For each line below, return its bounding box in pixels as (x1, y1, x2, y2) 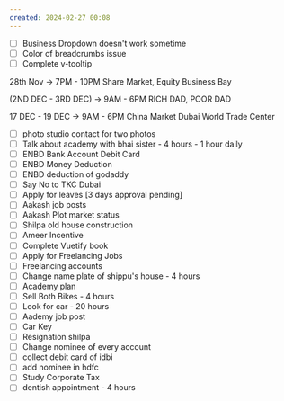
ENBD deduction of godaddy (22, 169, 129, 180)
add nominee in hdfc (22, 361, 99, 373)
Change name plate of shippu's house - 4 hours (22, 271, 200, 281)
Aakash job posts (22, 200, 87, 210)
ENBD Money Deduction (22, 159, 112, 169)
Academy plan (22, 281, 76, 291)
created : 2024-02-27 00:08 (9, 13, 111, 22)
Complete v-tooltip (22, 58, 93, 68)
